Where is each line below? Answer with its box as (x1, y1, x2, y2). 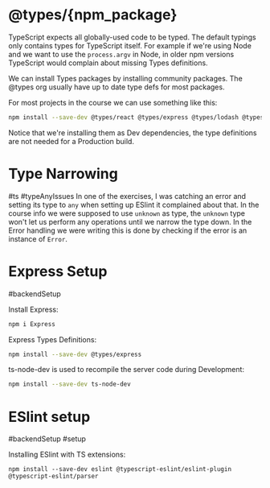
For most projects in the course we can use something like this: (8, 97, 218, 107)
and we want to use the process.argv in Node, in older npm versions (8, 49, 235, 59)
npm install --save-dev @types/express (8, 350, 142, 358)
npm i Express (8, 320, 56, 328)
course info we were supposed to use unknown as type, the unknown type (8, 208, 245, 218)
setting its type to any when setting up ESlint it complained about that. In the (8, 200, 260, 209)
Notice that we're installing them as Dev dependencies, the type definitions (8, 127, 257, 138)
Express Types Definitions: (8, 334, 97, 344)
